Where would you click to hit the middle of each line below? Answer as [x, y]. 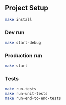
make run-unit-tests [27, 94]
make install [19, 19]
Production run [24, 55]
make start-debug [23, 43]
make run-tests [21, 89]
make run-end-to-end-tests [33, 99]
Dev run [15, 32]
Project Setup [27, 8]
